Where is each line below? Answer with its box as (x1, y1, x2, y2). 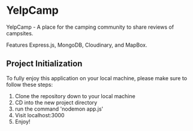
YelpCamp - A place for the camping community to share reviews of (6, 23, 174, 31)
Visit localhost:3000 (14, 111, 65, 118)
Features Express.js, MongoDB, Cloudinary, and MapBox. (6, 41, 147, 48)
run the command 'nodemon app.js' (14, 105, 104, 112)
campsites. (6, 29, 34, 36)
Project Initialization (6, 59, 83, 69)
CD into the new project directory (14, 99, 98, 106)
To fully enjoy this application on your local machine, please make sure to (6, 74, 188, 81)
